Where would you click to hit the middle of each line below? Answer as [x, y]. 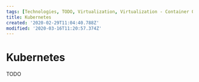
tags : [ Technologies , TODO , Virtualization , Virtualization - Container [98, 12]
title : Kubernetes [29, 17]
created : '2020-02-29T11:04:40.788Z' [53, 23]
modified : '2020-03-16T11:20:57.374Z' [54, 28]
